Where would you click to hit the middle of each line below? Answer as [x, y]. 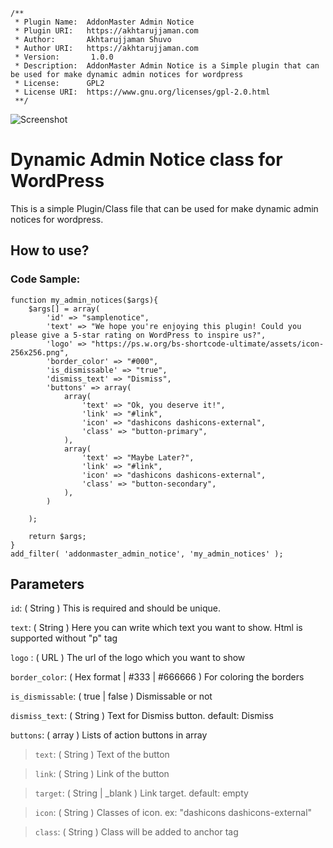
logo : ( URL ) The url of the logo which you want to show [128, 658]
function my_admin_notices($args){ [84, 300]
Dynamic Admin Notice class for [146, 160]
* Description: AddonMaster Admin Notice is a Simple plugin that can [167, 66]
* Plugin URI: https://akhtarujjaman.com [106, 31]
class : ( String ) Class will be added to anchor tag [136, 832]
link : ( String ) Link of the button [102, 774]
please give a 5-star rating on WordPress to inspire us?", [138, 335]
